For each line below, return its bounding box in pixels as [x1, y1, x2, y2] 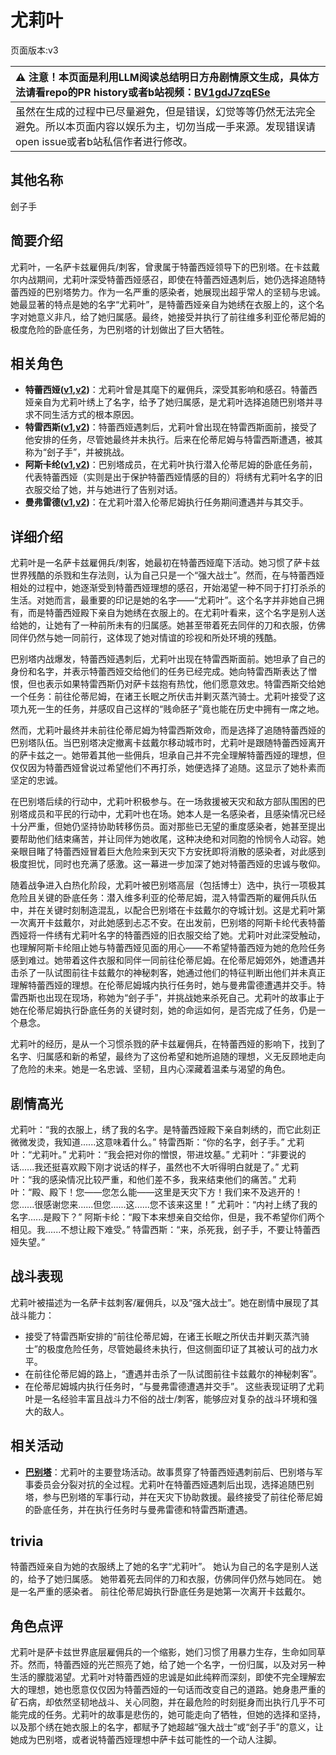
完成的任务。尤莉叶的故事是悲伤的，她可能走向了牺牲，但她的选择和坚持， [18, 1709, 326, 1721]
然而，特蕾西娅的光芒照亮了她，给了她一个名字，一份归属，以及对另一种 [27, 1659, 326, 1671]
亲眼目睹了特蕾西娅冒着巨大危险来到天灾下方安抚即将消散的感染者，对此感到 [10, 846, 326, 858]
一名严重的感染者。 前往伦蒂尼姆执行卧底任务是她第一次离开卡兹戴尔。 [18, 1586, 311, 1598]
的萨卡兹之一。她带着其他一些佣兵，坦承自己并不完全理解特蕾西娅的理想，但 [10, 749, 326, 761]
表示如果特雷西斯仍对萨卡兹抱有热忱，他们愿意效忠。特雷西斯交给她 [44, 678, 326, 690]
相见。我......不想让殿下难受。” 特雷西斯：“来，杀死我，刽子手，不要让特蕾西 [10, 1224, 321, 1235]
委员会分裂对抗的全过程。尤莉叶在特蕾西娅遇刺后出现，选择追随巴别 [33, 1478, 315, 1490]
